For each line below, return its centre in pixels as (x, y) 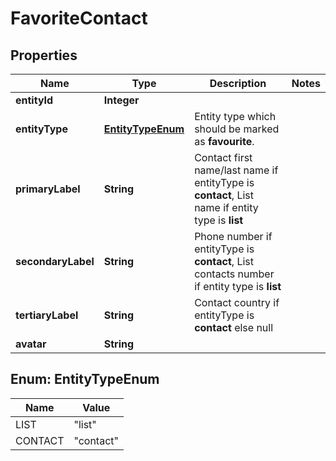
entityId (34, 100)
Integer (121, 100)
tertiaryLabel (47, 315)
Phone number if (233, 236)
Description (238, 83)
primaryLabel (48, 189)
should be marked (237, 129)
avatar (31, 344)
